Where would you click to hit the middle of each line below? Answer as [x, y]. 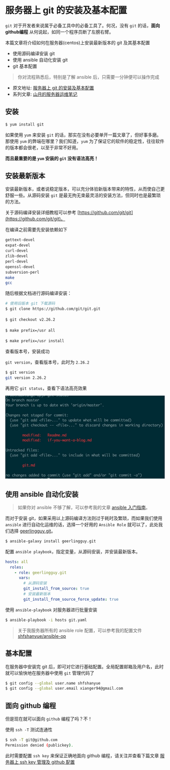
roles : [17, 567]
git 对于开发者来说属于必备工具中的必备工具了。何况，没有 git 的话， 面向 [83, 25]
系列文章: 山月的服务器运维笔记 [45, 94]
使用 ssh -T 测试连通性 [29, 730]
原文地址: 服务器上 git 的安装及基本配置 [53, 87]
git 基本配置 [25, 66]
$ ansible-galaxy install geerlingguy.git [51, 541]
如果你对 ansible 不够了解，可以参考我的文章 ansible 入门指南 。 [84, 507]
